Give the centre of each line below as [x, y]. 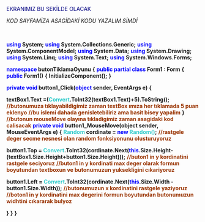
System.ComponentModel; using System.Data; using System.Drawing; [99, 51]
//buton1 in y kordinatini [158, 157]
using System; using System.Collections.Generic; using [79, 44]
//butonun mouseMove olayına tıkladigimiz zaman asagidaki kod [90, 119]
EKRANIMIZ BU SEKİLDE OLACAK [49, 9]
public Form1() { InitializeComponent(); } [59, 76]
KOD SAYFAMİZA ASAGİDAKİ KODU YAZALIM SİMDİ [72, 21]
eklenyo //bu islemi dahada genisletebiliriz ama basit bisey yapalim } [95, 113]
